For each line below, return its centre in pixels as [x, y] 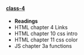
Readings [26, 21]
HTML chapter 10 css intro [46, 34]
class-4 [15, 8]
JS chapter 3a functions [43, 46]
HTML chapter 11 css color [46, 40]
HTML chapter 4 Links [41, 27]
